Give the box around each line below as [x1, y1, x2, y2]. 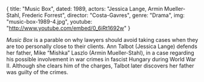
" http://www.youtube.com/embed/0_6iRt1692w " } [6, 24, 131, 32]
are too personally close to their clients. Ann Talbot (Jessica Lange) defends [6, 43, 198, 50]
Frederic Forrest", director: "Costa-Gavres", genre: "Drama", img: [22, 12, 185, 19]
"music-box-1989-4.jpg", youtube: [6, 18, 93, 25]
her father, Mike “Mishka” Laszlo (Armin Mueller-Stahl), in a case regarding [6, 49, 195, 56]
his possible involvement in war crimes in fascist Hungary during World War [6, 56, 197, 63]
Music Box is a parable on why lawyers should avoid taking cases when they [6, 36, 199, 43]
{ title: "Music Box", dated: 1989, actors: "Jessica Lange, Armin [6, 5, 163, 12]
